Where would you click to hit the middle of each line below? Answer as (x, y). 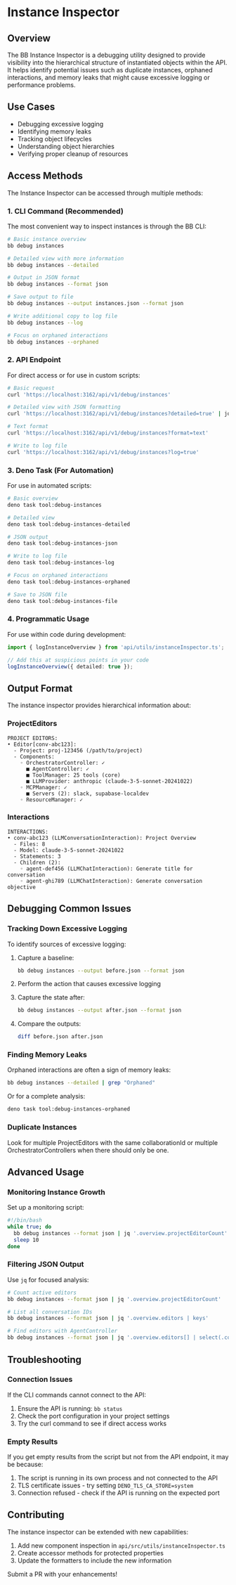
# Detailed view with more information (66, 258)
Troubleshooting (45, 1360)
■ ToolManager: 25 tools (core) (73, 775)
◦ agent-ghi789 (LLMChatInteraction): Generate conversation (111, 881)
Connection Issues (40, 1380)
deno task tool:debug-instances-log (61, 563)
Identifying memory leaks (54, 131)
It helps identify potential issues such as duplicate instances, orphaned (110, 70)
